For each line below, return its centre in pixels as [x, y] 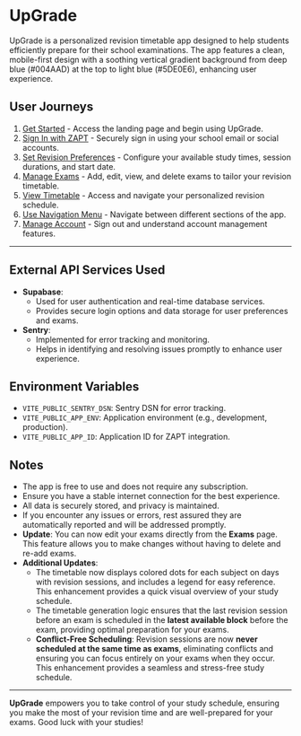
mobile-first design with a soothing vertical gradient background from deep [148, 59]
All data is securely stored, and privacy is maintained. [120, 506]
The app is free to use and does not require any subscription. [135, 486]
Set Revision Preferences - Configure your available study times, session [157, 157]
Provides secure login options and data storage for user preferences [162, 311]
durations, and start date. [69, 166]
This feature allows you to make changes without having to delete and [151, 544]
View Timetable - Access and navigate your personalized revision [143, 195]
